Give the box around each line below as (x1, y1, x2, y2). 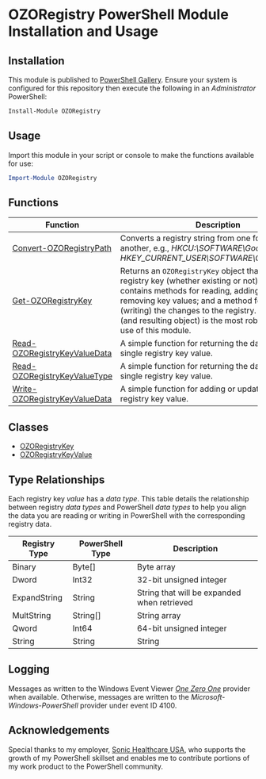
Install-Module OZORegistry (8, 107, 101, 115)
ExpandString (12, 593, 63, 603)
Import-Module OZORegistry (8, 174, 97, 182)
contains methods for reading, (120, 286, 232, 297)
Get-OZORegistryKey (12, 295, 93, 306)
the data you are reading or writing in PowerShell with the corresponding (8, 511, 245, 520)
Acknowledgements (8, 723, 110, 737)
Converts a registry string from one (120, 232, 251, 244)
